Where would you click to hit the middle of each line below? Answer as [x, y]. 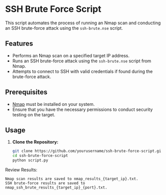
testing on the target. [34, 114]
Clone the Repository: [35, 142]
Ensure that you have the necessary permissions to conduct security [83, 109]
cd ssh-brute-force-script [40, 156]
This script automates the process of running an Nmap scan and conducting [83, 23]
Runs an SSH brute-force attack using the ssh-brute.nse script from [82, 61]
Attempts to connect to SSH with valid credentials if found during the [82, 71]
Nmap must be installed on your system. [54, 104]
